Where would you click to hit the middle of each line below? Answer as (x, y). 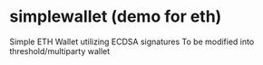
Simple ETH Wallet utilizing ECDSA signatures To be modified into (132, 42)
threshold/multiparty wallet (60, 51)
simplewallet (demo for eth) (116, 17)
